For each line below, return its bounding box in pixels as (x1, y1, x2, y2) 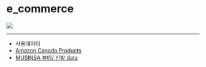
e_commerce (6, 2, 74, 16)
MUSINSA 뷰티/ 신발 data (15, 54, 78, 61)
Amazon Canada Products (15, 46, 82, 54)
